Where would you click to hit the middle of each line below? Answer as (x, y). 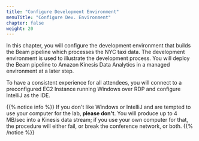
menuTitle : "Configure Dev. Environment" (59, 17)
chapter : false (25, 23)
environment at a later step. (40, 71)
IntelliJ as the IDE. (28, 95)
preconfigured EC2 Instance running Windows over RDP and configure (94, 89)
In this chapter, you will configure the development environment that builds (99, 46)
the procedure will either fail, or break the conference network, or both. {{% (100, 126)
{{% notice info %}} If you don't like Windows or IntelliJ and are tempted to (99, 107)
